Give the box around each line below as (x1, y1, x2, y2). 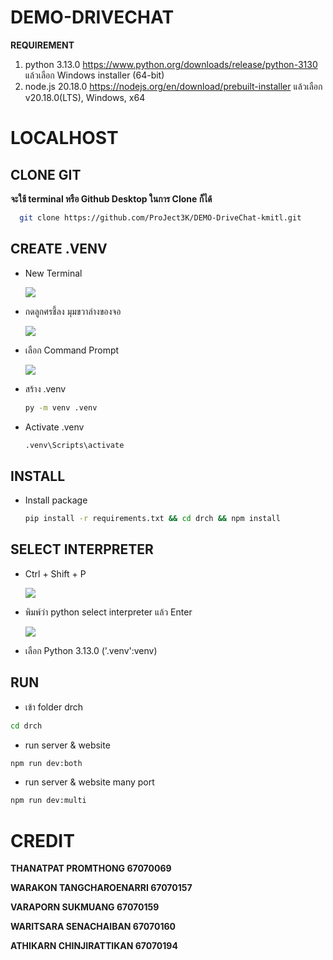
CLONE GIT (10, 166, 82, 183)
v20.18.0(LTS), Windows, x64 (24, 91, 146, 103)
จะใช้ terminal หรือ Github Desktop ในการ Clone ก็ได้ (10, 192, 213, 205)
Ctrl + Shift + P (24, 567, 87, 580)
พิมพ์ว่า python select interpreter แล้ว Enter (24, 606, 193, 618)
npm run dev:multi (10, 796, 87, 806)
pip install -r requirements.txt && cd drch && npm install (24, 514, 281, 524)
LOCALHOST (10, 127, 119, 150)
